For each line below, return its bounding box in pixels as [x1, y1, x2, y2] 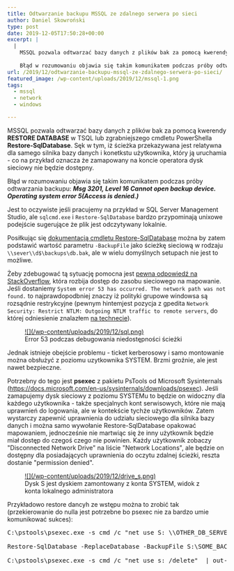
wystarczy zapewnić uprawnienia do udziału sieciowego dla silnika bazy [7, 413, 214, 422]
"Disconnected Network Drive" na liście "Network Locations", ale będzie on [7, 443, 224, 452]
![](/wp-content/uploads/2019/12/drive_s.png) [24, 472, 157, 480]
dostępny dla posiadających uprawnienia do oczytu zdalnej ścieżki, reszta [7, 451, 220, 459]
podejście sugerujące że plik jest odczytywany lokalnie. [7, 220, 167, 228]
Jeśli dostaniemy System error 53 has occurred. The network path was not [7, 284, 226, 292]
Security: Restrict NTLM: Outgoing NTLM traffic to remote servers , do [7, 306, 218, 315]
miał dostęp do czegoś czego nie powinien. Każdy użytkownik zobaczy [7, 436, 212, 444]
